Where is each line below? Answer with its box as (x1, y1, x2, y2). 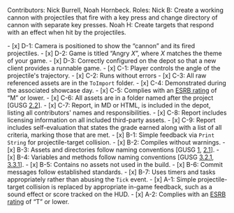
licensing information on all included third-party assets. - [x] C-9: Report (7, 116, 216, 124)
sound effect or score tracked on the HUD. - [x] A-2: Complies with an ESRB (7, 190, 226, 198)
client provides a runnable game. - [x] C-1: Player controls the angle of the (7, 64, 221, 72)
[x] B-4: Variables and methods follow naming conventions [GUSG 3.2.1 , (7, 153, 214, 161)
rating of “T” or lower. (7, 198, 70, 205)
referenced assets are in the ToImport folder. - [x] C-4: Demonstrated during (7, 79, 227, 87)
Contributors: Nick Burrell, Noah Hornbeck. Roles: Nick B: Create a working (7, 6, 224, 14)
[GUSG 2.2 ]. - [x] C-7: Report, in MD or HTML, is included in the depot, (7, 101, 211, 109)
